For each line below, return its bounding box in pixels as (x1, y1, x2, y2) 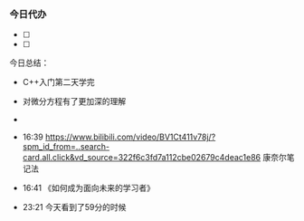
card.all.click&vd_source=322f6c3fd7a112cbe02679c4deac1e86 (22, 152, 261, 163)
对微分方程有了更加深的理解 (22, 96, 127, 107)
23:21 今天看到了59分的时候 (22, 202, 127, 213)
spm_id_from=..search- (22, 141, 110, 152)
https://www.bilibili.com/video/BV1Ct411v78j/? (44, 131, 216, 142)
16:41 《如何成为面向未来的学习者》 (22, 183, 156, 194)
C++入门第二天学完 (22, 77, 95, 88)
